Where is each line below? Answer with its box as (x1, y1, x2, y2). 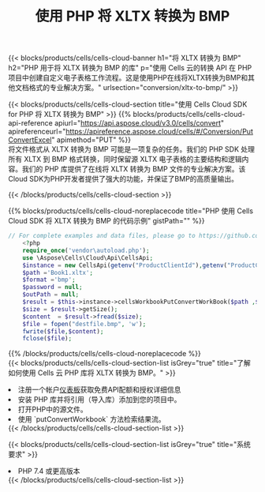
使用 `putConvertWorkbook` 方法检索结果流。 (18, 415, 166, 424)
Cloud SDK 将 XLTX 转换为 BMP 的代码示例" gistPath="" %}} (8, 216, 205, 226)
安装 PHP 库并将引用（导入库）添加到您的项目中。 (18, 395, 181, 404)
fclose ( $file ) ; (22, 335, 73, 343)
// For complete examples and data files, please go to (8, 232, 196, 240)
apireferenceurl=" (8, 127, 66, 137)
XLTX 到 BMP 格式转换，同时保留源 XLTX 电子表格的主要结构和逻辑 (23, 155, 242, 164)
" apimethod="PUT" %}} (50, 135, 132, 145)
